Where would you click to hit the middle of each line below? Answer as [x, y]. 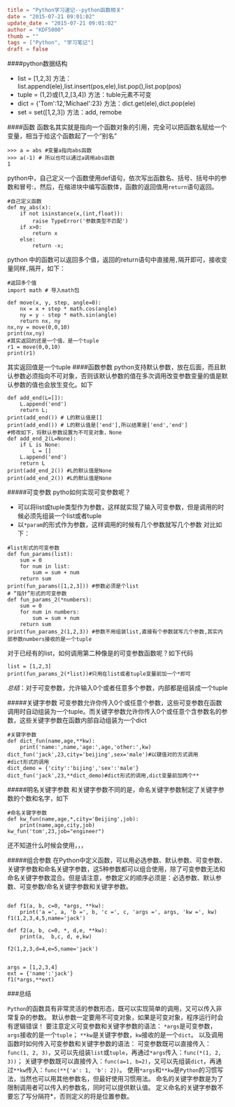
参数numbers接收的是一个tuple [52, 639]
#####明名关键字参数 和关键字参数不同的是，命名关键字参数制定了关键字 [113, 790]
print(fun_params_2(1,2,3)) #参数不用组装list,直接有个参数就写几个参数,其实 [113, 632]
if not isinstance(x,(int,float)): [72, 214]
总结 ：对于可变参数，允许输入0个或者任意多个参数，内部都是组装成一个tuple [117, 688]
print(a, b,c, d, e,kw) [56, 937]
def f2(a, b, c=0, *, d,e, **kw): [58, 931]
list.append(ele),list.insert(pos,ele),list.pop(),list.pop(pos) [99, 86]
